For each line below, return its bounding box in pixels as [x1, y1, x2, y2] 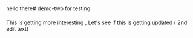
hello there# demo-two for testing [6, 5, 91, 12]
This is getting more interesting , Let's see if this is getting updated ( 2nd [6, 19, 188, 26]
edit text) [6, 25, 29, 32]
